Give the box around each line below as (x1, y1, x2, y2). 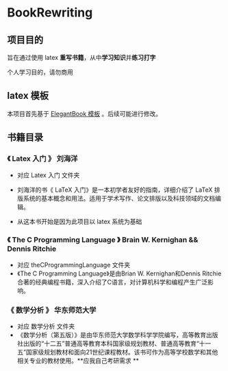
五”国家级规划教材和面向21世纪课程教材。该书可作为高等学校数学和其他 (16, 348, 218, 357)
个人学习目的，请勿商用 (7, 68, 73, 76)
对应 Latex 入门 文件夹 (16, 170, 80, 179)
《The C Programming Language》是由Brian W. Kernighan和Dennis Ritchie (16, 269, 222, 278)
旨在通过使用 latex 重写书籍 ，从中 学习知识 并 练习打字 (7, 54, 156, 61)
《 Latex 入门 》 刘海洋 (7, 154, 78, 164)
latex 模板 (7, 90, 49, 102)
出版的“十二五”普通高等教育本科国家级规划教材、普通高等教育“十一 (23, 339, 212, 348)
